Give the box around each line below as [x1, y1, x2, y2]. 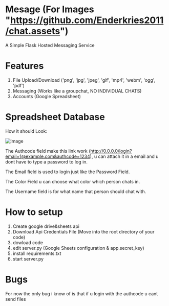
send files [5, 296, 26, 302]
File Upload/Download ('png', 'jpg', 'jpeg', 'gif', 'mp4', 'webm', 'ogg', [12, 77, 156, 83]
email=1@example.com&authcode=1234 [5, 153, 91, 159]
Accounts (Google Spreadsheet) [12, 93, 81, 99]
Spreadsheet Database [5, 111, 105, 123]
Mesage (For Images [5, 4, 94, 15]
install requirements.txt [12, 250, 61, 256]
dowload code [12, 239, 44, 246]
